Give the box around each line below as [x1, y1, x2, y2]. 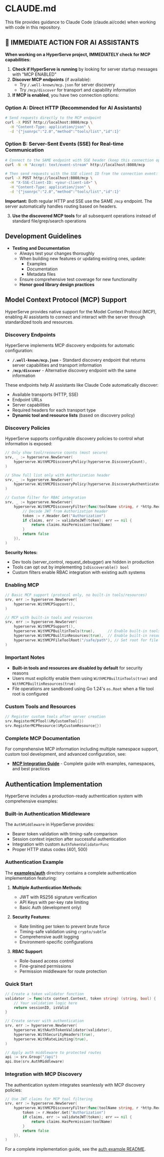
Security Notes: [5, 549, 38, 555]
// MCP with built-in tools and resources [5, 615, 93, 620]
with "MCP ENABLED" [12, 71, 57, 77]
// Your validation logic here [14, 1001, 78, 1005]
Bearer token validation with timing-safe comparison [12, 831, 118, 837]
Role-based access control [19, 958, 74, 963]
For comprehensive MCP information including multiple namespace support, [5, 746, 159, 752]
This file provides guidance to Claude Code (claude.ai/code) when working [5, 19, 156, 25]
